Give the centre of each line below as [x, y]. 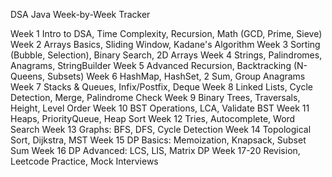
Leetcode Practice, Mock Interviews [84, 161]
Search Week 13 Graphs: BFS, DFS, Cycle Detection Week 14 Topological [161, 129]
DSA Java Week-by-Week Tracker [80, 14]
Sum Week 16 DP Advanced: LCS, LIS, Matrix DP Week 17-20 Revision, [155, 150]
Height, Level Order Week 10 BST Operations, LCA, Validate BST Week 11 [160, 108]
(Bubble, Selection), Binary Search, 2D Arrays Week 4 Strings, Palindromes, [166, 55]
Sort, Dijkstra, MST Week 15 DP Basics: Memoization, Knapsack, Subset [158, 140]
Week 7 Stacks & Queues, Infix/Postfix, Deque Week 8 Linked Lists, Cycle [161, 87]
